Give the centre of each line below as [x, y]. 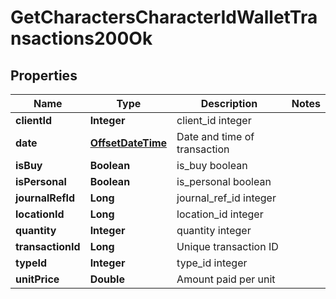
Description [229, 103]
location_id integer [220, 214]
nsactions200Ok [81, 38]
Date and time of [215, 136]
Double [107, 279]
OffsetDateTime [128, 143]
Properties [44, 75]
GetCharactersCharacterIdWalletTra [164, 17]
